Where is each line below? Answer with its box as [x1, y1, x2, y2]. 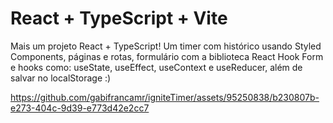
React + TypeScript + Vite [10, 7, 228, 30]
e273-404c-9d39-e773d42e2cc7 [10, 102, 150, 114]
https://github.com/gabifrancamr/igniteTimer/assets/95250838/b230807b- [10, 91, 320, 103]
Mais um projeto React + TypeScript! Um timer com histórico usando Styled [10, 40, 322, 52]
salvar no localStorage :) [10, 72, 112, 84]
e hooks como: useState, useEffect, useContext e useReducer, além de [10, 61, 303, 73]
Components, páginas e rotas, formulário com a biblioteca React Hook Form [10, 50, 324, 62]
